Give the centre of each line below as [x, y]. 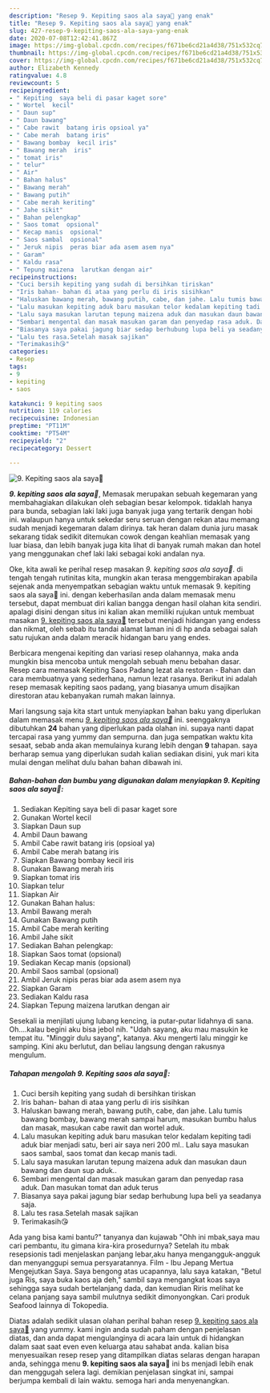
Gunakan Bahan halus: [58, 903]
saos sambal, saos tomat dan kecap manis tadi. [99, 1154]
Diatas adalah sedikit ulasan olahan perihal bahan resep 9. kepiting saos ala [134, 1321]
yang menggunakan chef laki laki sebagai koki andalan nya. [107, 553]
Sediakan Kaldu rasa [54, 997]
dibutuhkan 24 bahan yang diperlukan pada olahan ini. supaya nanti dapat [132, 728]
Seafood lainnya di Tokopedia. [59, 1305]
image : [20, 46]
